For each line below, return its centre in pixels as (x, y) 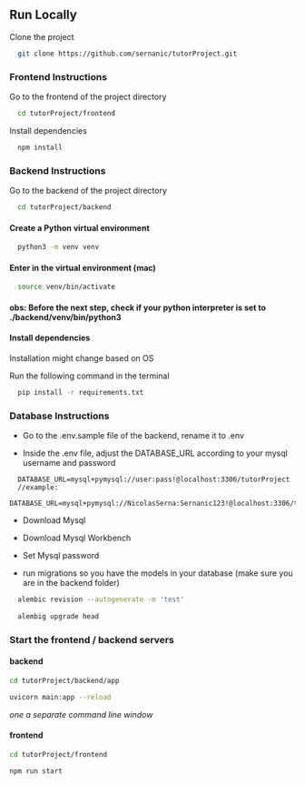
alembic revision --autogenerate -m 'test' (101, 599)
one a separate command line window (81, 714)
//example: (38, 488)
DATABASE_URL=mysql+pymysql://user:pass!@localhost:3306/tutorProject (154, 480)
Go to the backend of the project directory (89, 191)
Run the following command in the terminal (89, 376)
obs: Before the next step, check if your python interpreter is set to (138, 307)
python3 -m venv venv (59, 247)
